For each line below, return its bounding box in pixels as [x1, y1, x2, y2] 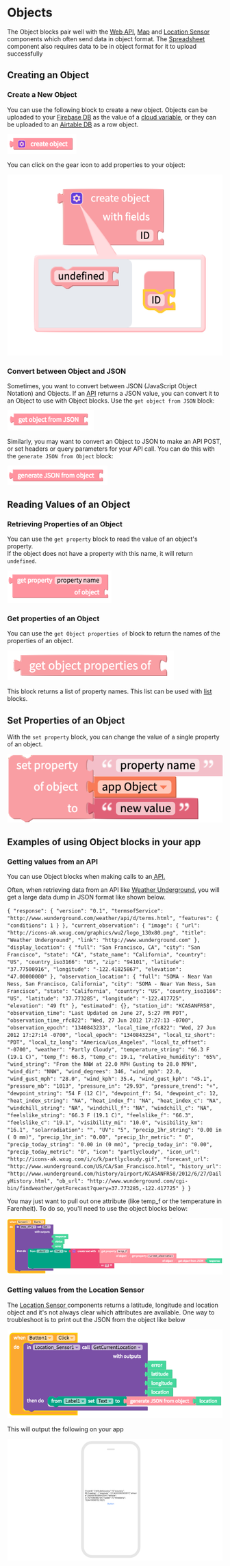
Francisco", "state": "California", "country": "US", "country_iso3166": [7, 987, 222, 994]
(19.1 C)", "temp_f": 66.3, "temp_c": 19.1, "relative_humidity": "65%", [7, 1053, 222, 1060]
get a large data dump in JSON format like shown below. [7, 893, 166, 901]
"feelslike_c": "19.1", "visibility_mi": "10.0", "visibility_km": [7, 1119, 204, 1126]
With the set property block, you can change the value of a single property [7, 733, 220, 741]
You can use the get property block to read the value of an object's [7, 535, 198, 543]
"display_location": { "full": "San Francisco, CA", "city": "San [7, 943, 201, 951]
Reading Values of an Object [7, 498, 131, 510]
